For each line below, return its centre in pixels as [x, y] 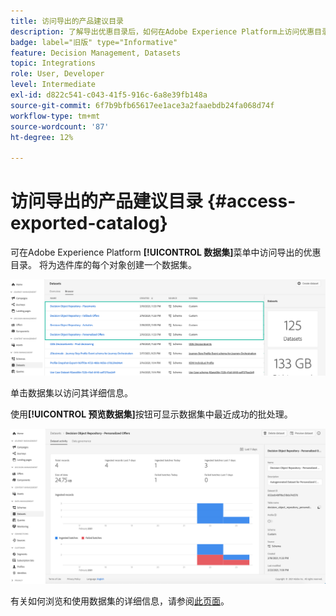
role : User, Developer [57, 74]
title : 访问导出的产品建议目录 [67, 21]
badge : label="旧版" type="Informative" [94, 42]
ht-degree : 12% [42, 137]
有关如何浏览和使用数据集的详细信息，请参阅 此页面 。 [120, 601]
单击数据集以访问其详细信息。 [71, 393]
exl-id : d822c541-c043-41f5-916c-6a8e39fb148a [109, 95]
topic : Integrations [53, 63]
